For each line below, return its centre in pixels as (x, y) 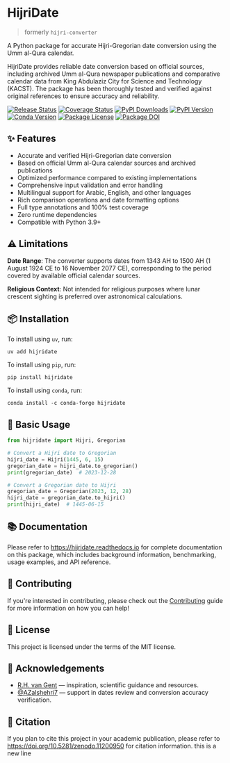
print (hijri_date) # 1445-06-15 (56, 505)
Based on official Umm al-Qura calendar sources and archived (106, 163)
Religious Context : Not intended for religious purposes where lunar (104, 289)
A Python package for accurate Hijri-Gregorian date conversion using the (112, 45)
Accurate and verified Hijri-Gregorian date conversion (94, 155)
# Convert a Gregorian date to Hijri (62, 485)
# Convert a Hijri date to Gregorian (62, 453)
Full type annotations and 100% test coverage (83, 207)
